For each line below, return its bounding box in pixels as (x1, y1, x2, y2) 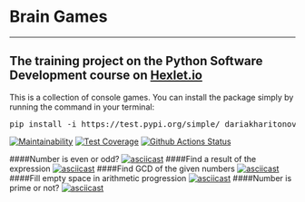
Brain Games (9, 6, 108, 27)
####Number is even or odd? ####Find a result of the (9, 153, 257, 164)
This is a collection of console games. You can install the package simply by (9, 91, 294, 102)
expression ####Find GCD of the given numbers (9, 163, 236, 174)
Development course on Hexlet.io (9, 68, 202, 83)
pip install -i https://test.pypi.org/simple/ (9, 119, 221, 129)
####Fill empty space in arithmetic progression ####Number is (9, 172, 292, 183)
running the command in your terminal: (9, 101, 155, 112)
